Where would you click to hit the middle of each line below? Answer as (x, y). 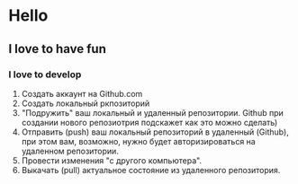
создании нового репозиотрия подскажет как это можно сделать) (149, 122)
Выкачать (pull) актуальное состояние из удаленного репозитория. (151, 170)
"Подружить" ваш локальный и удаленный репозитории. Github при (153, 112)
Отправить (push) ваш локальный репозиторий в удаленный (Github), (155, 132)
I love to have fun (58, 49)
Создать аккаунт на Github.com (82, 93)
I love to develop (45, 74)
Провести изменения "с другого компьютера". (112, 160)
